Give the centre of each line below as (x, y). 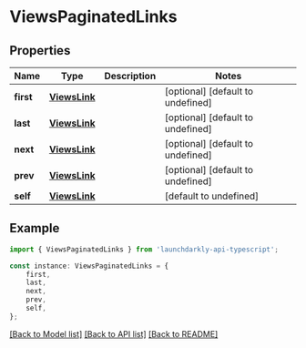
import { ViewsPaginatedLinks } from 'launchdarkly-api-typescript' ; (144, 249)
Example (35, 228)
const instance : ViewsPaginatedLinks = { (89, 266)
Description (130, 76)
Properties (40, 51)
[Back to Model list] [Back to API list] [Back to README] (114, 333)
